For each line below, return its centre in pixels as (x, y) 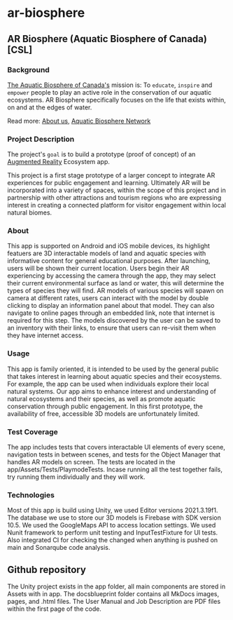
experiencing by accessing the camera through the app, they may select (112, 276)
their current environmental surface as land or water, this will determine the (116, 283)
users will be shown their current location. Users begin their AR (98, 269)
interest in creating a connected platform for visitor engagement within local (116, 205)
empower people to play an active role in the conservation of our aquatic (110, 92)
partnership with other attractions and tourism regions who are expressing (114, 198)
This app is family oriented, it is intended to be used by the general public (113, 369)
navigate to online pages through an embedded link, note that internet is (111, 313)
